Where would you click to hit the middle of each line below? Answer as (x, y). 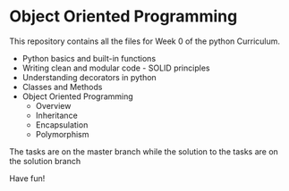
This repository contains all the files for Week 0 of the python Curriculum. (144, 41)
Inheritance (56, 115)
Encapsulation (62, 125)
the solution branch (45, 161)
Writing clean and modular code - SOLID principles (116, 68)
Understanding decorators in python (89, 77)
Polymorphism (62, 134)
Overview (53, 105)
